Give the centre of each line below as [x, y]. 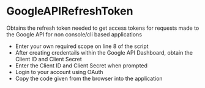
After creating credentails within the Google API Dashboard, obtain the [104, 52]
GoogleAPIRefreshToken [70, 11]
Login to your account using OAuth [59, 72]
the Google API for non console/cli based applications [74, 34]
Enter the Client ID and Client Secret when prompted [81, 66]
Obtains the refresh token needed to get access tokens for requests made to [103, 28]
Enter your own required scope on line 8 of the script [82, 46]
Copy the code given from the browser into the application [89, 78]
